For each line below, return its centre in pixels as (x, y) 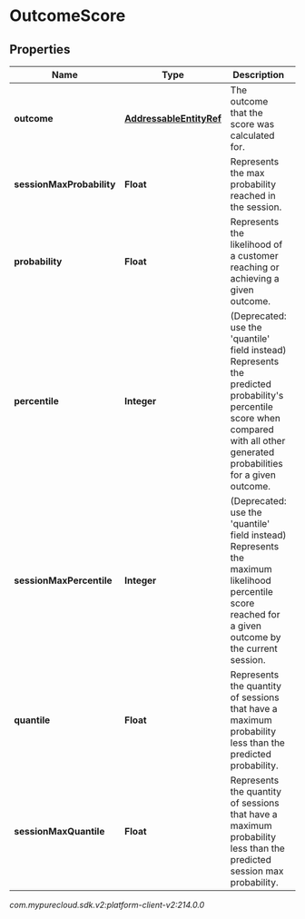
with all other (258, 441)
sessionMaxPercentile (63, 580)
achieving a (255, 278)
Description (258, 75)
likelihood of (256, 244)
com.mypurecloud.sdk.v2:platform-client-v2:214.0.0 (107, 905)
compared (252, 430)
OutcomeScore (68, 16)
